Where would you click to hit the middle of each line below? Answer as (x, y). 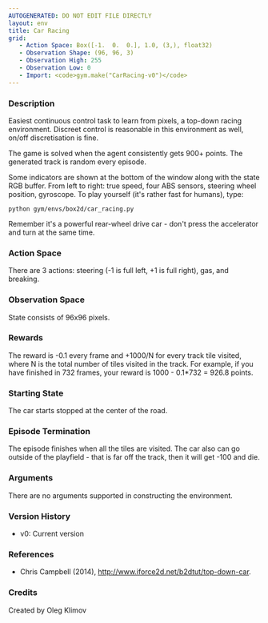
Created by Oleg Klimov (47, 610)
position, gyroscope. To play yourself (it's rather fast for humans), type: (126, 194)
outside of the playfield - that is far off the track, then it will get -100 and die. (134, 457)
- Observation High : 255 (60, 61)
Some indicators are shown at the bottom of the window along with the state (134, 177)
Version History (39, 516)
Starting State (36, 393)
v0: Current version (52, 534)
